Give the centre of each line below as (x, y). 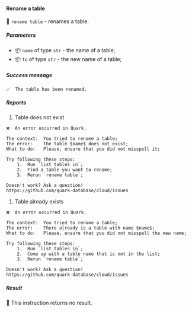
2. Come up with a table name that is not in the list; (89, 254)
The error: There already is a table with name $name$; (81, 228)
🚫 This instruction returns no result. (49, 303)
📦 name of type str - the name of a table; (65, 50)
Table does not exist (39, 117)
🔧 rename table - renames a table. (47, 21)
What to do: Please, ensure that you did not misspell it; (83, 149)
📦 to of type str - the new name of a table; (68, 59)
